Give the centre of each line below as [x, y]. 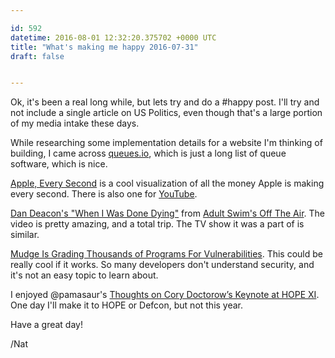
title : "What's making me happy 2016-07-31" [104, 47]
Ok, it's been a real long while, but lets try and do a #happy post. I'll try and [165, 102]
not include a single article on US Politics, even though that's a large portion [166, 113]
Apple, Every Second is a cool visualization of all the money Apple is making [167, 183]
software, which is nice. [59, 164]
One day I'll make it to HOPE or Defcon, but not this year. [127, 305]
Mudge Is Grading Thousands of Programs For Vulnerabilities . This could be [166, 254]
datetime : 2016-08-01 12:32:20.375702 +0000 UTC [113, 37]
